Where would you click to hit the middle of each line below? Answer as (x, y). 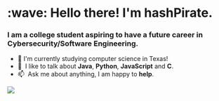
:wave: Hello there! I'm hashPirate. (110, 13)
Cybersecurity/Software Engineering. (73, 43)
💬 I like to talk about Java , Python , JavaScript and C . (95, 66)
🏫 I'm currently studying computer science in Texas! (93, 59)
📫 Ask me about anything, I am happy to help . (86, 74)
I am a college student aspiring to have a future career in (105, 35)
